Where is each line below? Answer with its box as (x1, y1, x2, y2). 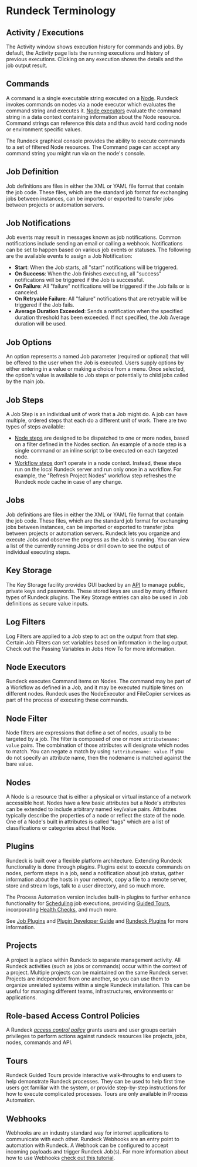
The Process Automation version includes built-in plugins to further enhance (6, 893, 191, 900)
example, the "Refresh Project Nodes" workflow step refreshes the (14, 472, 176, 479)
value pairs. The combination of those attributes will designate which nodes (6, 742, 189, 749)
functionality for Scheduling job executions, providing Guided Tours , (6, 899, 171, 907)
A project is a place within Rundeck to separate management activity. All (6, 956, 181, 963)
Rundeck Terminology (6, 4, 116, 18)
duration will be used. (14, 320, 67, 327)
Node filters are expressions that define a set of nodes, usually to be (6, 729, 172, 736)
